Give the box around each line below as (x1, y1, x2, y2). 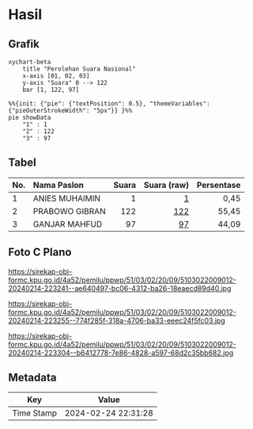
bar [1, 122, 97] (22, 86, 80, 94)
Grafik (8, 37, 40, 51)
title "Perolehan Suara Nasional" (22, 65, 136, 73)
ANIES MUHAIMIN (32, 193, 101, 204)
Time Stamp (12, 408, 58, 419)
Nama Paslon (32, 179, 85, 190)
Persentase (196, 179, 241, 190)
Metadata (8, 371, 57, 385)
